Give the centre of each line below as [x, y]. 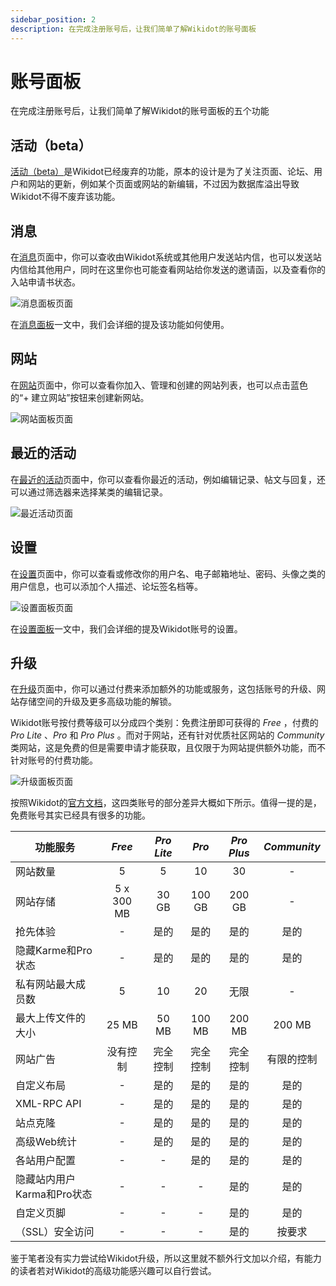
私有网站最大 [46, 984]
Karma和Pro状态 [54, 1194]
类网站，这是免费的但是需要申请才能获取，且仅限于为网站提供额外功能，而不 [168, 748]
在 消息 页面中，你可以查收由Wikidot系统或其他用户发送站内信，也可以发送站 [166, 257]
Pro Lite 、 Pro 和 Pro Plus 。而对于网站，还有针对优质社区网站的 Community [167, 735]
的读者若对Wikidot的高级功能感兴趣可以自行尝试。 [113, 1271]
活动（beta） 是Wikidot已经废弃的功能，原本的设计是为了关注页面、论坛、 [162, 172]
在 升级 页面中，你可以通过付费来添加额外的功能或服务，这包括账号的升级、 [163, 689]
